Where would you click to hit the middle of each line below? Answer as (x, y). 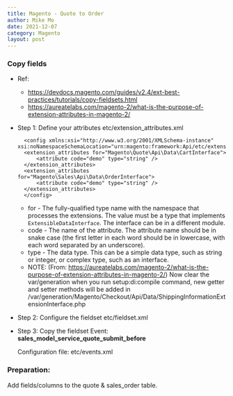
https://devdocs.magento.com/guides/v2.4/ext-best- (104, 92)
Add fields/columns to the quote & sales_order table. (82, 385)
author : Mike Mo (31, 20)
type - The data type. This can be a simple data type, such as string (125, 253)
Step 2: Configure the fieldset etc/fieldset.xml (82, 317)
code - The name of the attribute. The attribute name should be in (122, 231)
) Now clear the (187, 274)
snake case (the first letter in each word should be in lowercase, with (126, 238)
